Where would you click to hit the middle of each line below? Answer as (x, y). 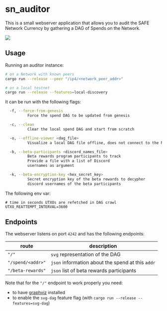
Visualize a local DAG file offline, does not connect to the (93, 143)
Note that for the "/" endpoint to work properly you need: (64, 283)
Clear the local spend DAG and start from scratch (81, 129)
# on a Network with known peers (40, 74)
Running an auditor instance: (35, 65)
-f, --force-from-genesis (37, 111)
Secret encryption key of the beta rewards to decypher (86, 179)
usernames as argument (51, 166)
